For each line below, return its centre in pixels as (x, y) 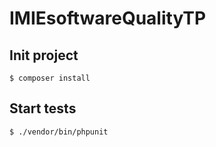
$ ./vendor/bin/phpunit (59, 132)
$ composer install (50, 78)
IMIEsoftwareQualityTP (108, 18)
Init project (44, 55)
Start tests (43, 108)
